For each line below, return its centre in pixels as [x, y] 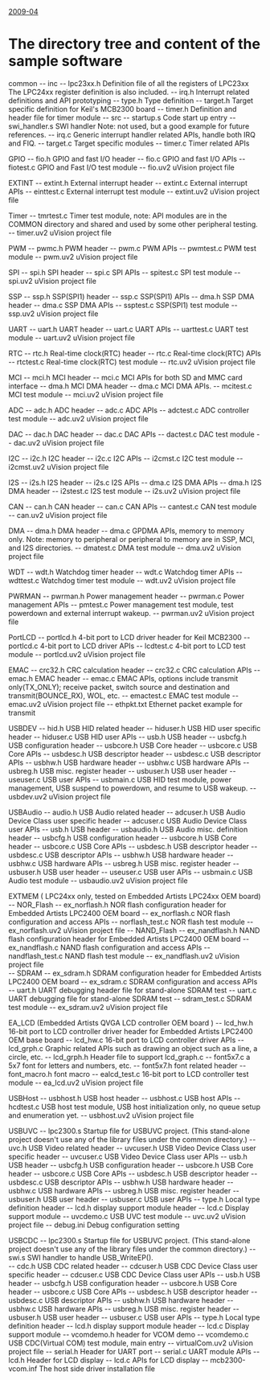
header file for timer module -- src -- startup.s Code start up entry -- [122, 117]
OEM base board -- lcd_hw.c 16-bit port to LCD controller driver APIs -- [127, 1040]
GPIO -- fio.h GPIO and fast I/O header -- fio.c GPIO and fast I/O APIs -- [127, 158]
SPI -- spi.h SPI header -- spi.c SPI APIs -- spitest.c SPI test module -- [125, 272]
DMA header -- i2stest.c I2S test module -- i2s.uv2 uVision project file [125, 491]
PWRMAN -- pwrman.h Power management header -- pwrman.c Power [127, 596]
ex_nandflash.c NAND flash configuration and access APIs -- [109, 947]
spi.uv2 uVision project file [52, 281]
